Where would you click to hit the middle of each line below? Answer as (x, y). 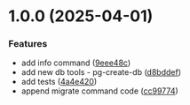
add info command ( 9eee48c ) (76, 63)
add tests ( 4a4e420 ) (59, 82)
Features (28, 44)
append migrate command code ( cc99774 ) (99, 91)
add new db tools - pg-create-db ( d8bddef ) (101, 72)
